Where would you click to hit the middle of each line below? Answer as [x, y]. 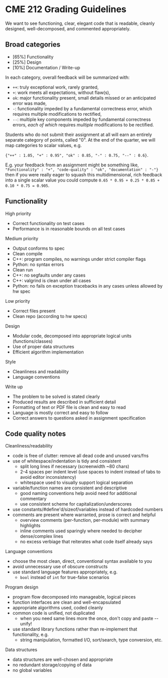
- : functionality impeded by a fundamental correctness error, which [82, 108]
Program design [22, 587]
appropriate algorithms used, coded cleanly [58, 608]
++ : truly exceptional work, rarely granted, [56, 87]
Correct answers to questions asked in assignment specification [79, 418]
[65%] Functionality [33, 57]
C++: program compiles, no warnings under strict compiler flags [79, 259]
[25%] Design [27, 62]
